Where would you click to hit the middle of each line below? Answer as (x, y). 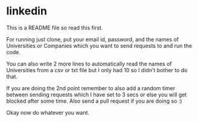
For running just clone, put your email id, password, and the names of (93, 39)
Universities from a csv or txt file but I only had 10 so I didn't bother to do (97, 70)
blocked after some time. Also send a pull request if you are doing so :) (94, 101)
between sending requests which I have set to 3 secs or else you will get (97, 94)
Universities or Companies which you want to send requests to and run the (99, 46)
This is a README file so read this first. (55, 28)
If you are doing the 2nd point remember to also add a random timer (91, 88)
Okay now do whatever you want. (48, 112)
